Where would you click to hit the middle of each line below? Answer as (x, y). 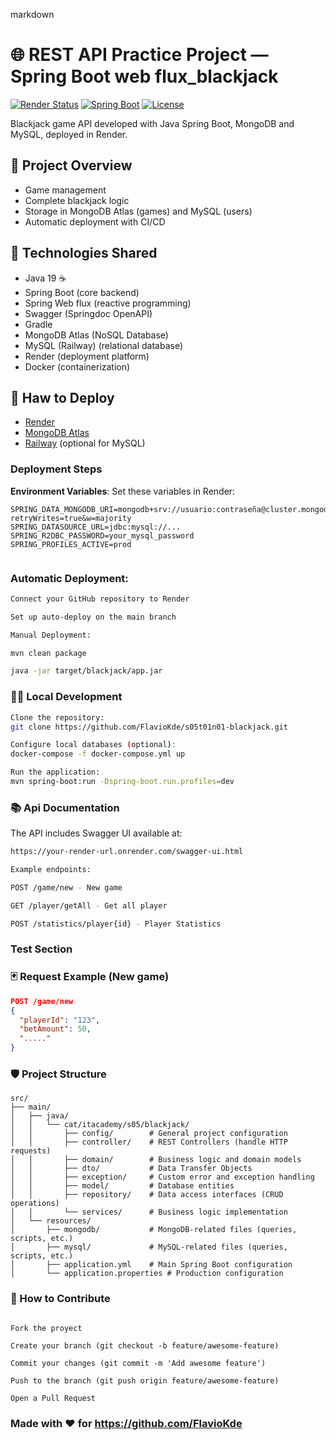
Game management (65, 190)
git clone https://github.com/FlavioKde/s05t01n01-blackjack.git (149, 727)
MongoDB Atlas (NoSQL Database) (96, 335)
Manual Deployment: (51, 635)
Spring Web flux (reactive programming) (108, 303)
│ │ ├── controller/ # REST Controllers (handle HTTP (149, 1142)
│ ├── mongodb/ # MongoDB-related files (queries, (154, 1230)
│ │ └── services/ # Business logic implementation (149, 1212)
